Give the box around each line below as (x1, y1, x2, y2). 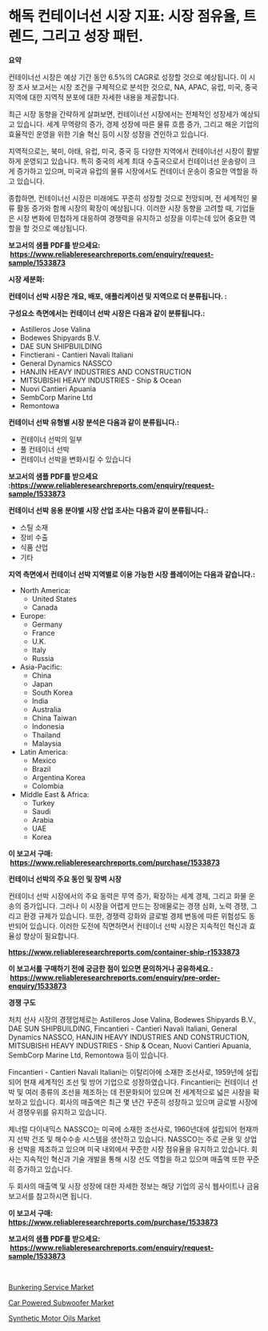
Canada (31, 602, 58, 612)
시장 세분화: (8, 274, 46, 284)
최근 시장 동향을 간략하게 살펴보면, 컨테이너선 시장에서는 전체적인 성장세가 (8, 109, 239, 118)
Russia (31, 653, 54, 663)
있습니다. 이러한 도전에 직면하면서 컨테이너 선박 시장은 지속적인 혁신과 (29, 921, 248, 931)
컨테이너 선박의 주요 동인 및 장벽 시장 (8, 874, 122, 884)
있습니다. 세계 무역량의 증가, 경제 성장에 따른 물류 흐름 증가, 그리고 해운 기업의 (16, 119, 260, 129)
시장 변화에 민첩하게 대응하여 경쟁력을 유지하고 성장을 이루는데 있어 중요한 (16, 213, 248, 223)
